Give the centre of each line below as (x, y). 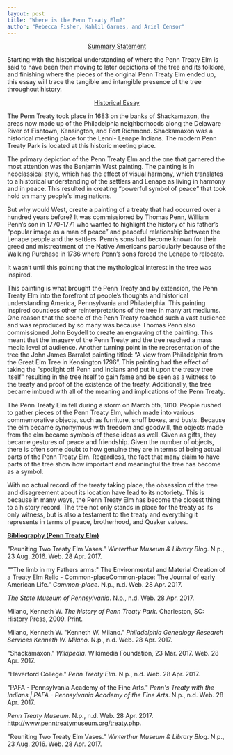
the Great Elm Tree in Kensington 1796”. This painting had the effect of (108, 362)
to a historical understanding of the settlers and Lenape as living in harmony (116, 181)
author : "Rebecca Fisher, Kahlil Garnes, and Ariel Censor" (96, 26)
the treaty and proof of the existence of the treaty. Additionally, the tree (110, 384)
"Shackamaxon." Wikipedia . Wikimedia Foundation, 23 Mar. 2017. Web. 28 (113, 653)
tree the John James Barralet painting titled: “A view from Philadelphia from (115, 355)
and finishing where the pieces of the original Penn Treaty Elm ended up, (112, 74)
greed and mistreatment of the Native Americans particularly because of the (116, 247)
